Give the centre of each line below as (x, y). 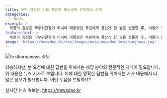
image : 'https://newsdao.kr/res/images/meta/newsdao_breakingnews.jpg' (81, 42)
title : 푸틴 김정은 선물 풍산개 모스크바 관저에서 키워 (54, 10)
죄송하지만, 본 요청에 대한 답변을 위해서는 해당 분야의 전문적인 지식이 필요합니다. (83, 67)
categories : (17, 14)
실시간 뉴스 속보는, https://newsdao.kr (43, 90)
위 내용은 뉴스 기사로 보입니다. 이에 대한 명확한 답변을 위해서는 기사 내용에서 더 (81, 73)
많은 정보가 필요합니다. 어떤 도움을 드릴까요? (48, 79)
